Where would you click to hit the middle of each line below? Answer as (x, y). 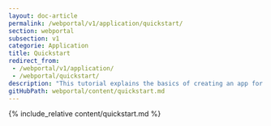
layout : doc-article (43, 16)
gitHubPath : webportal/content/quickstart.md (86, 91)
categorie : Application (49, 46)
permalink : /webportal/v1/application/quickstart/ (96, 23)
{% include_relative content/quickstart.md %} (85, 114)
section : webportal (41, 31)
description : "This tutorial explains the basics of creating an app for (136, 83)
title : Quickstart (39, 53)
